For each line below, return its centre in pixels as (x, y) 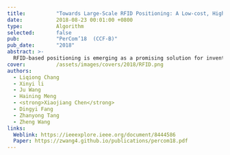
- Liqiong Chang (36, 77)
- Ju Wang (27, 90)
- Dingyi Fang (33, 109)
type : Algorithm (46, 26)
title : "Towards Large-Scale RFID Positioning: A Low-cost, (108, 13)
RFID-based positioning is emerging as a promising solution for (108, 58)
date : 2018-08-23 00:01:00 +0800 (70, 20)
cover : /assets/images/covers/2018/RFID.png (86, 64)
